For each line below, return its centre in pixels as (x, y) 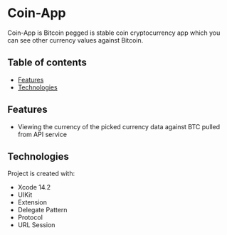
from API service (42, 134)
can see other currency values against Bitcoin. (75, 40)
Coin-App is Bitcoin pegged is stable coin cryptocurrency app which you (114, 33)
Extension (32, 202)
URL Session (36, 225)
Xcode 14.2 (34, 187)
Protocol (30, 217)
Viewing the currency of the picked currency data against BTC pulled (119, 126)
